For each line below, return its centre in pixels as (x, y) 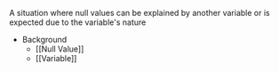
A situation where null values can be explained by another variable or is (139, 13)
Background (44, 40)
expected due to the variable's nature (78, 22)
